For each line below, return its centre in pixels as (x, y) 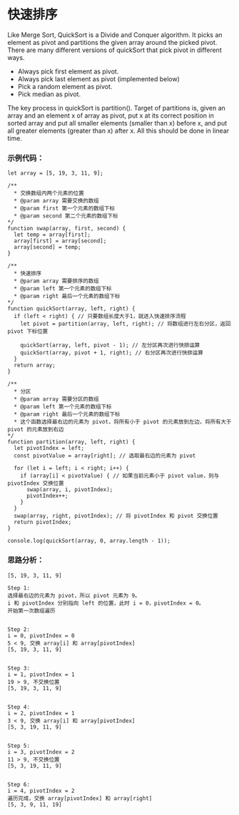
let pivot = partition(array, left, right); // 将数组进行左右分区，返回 (126, 324)
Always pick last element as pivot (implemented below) (99, 78)
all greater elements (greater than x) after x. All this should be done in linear (118, 130)
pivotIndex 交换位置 (36, 483)
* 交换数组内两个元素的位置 (49, 193)
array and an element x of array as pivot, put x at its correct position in (111, 116)
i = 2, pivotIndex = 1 (41, 713)
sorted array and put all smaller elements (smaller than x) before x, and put (117, 123)
